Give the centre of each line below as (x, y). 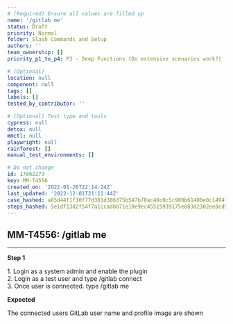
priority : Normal (32, 33)
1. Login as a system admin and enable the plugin (77, 271)
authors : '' (24, 46)
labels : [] (23, 97)
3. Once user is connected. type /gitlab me (68, 286)
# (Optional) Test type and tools (57, 116)
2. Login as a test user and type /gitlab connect (75, 279)
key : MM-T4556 (28, 181)
